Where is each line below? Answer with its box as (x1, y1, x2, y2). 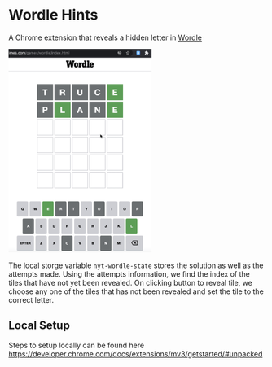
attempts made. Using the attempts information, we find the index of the (8, 269, 250, 278)
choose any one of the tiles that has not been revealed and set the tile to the (8, 286, 265, 296)
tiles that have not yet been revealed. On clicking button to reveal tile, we (8, 277, 252, 287)
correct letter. (8, 295, 55, 304)
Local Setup (8, 319, 71, 333)
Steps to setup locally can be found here (8, 340, 145, 350)
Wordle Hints (8, 6, 99, 24)
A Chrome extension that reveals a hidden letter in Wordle (8, 33, 202, 42)
